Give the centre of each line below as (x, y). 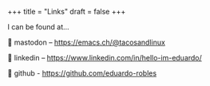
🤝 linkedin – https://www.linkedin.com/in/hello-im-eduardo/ (105, 58)
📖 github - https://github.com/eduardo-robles (82, 73)
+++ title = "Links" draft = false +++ (67, 12)
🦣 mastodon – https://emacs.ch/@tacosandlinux (86, 42)
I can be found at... (38, 27)
